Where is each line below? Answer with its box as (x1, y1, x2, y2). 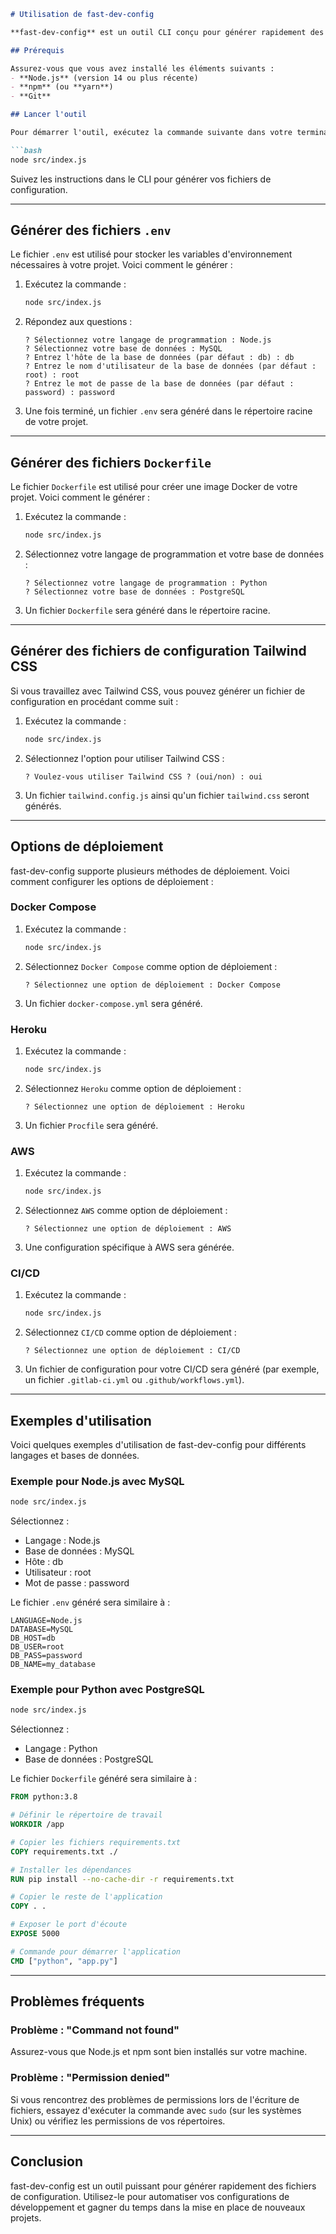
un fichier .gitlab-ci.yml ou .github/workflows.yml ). (24, 1374, 245, 1386)
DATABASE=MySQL (10, 1625, 74, 1635)
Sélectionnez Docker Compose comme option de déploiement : (24, 960, 278, 972)
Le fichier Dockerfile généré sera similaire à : (10, 1773, 198, 1785)
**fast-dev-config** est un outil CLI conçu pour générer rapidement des (10, 27, 325, 37)
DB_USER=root (10, 1642, 65, 1652)
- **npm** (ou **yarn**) (10, 82, 114, 92)
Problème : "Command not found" (10, 2023, 180, 2037)
